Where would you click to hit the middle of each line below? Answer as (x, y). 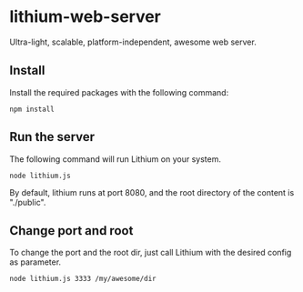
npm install (32, 109)
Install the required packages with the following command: (119, 92)
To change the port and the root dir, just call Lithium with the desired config (151, 253)
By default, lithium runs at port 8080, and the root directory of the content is (152, 192)
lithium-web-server (86, 17)
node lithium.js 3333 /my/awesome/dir (83, 279)
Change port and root (71, 231)
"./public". (28, 202)
